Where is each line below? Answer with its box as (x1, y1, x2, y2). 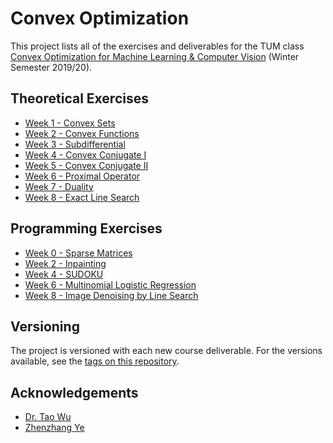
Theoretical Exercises (10, 90, 149, 107)
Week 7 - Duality (24, 180, 94, 192)
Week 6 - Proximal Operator (24, 170, 141, 182)
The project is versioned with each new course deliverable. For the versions (10, 345, 323, 357)
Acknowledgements (10, 384, 139, 401)
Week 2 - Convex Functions (24, 127, 140, 139)
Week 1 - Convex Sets (24, 117, 116, 129)
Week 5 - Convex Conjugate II (24, 159, 149, 171)
